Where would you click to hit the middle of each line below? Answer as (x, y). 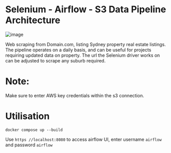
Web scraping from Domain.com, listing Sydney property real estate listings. (86, 44)
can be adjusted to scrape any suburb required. (56, 60)
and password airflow (29, 145)
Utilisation (27, 116)
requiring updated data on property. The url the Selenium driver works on (83, 55)
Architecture (33, 20)
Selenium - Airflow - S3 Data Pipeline (86, 9)
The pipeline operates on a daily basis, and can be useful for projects (78, 50)
